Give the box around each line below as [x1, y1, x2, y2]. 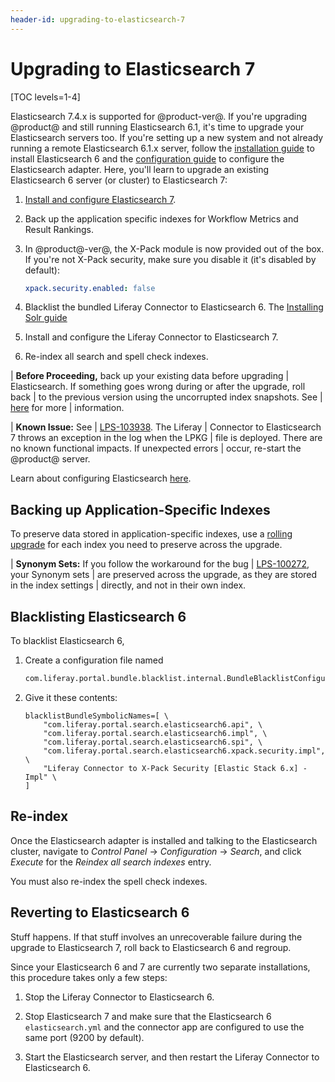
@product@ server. [10, 453, 91, 465]
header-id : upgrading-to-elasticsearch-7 [10, 14, 186, 25]
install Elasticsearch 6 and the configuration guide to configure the [10, 152, 285, 165]
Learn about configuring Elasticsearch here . [10, 472, 192, 485]
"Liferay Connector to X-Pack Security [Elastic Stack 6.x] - [43, 763, 308, 773]
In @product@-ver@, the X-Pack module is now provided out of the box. [24, 242, 325, 255]
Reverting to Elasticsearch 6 [10, 904, 190, 921]
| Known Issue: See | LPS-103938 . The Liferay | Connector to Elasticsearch [10, 421, 322, 433]
